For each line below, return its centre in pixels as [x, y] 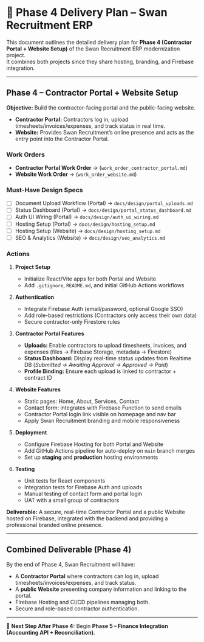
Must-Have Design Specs [45, 190]
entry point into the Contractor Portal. [62, 139]
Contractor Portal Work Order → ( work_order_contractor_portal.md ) [101, 168]
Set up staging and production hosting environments [91, 457]
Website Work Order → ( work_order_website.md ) [76, 174]
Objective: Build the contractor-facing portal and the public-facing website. [101, 107]
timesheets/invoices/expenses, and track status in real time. [90, 126]
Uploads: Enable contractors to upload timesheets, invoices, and [105, 346]
